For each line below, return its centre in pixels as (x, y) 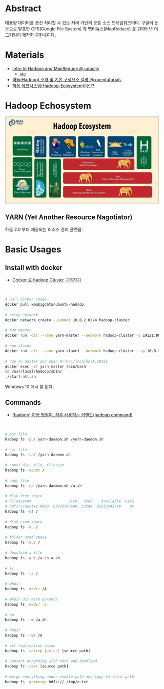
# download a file (24, 553)
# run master (18, 330)
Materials (25, 55)
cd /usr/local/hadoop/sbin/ (34, 372)
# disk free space (24, 496)
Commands (23, 402)
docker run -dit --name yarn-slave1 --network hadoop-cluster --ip (75, 351)
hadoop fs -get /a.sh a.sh (32, 558)
